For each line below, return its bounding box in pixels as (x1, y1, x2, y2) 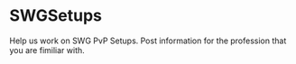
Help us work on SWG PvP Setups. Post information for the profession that (9, 35, 287, 46)
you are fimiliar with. (9, 44, 86, 55)
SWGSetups (9, 5, 102, 26)
